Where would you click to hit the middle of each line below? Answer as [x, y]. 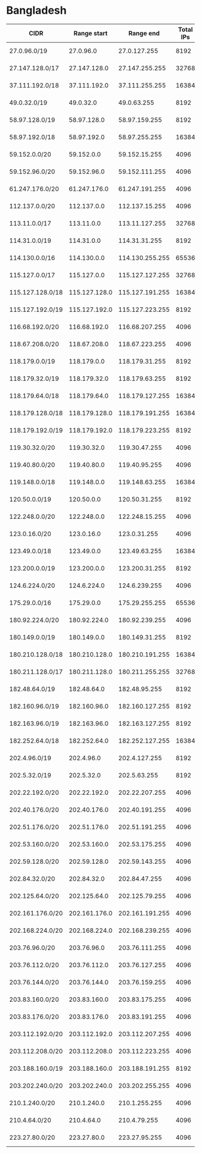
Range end [144, 33]
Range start [91, 33]
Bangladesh [36, 10]
